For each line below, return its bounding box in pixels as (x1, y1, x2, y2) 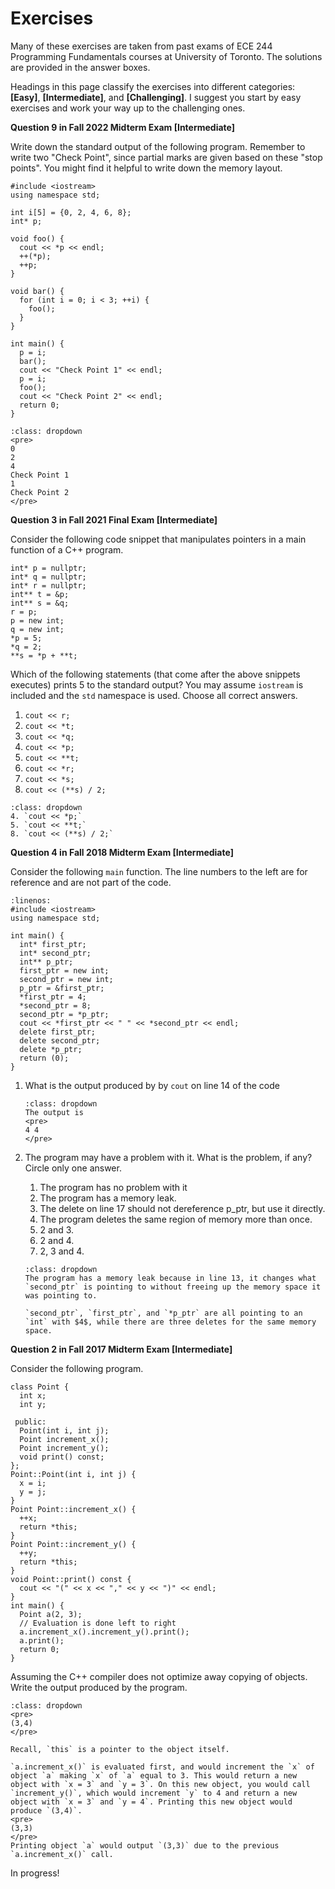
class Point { (10, 1382, 70, 1392)
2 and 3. (39, 1223, 75, 1236)
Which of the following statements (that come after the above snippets (10, 668, 301, 680)
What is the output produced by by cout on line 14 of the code (24, 1079, 280, 1091)
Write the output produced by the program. (10, 1681, 188, 1693)
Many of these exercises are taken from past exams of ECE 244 (10, 40, 273, 52)
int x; (19, 1390, 47, 1401)
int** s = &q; (10, 598, 70, 608)
